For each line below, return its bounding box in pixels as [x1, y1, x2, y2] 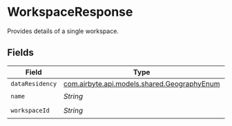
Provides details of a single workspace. [7, 27, 119, 35]
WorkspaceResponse [7, 4, 133, 20]
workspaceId [10, 107, 50, 114]
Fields [7, 47, 35, 59]
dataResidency [10, 80, 57, 87]
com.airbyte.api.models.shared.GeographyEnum [63, 78, 220, 88]
